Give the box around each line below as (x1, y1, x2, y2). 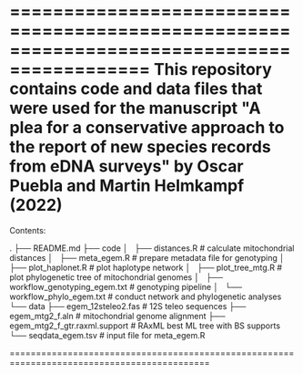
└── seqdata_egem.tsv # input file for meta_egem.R (9, 329, 206, 340)
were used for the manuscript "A (9, 98, 261, 119)
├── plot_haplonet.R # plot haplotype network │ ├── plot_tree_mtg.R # (9, 262, 282, 273)
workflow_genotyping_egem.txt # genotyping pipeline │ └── (9, 281, 243, 292)
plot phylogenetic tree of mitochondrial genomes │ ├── (9, 271, 224, 283)
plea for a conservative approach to (9, 118, 285, 138)
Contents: (9, 224, 46, 235)
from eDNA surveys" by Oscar (9, 156, 244, 177)
